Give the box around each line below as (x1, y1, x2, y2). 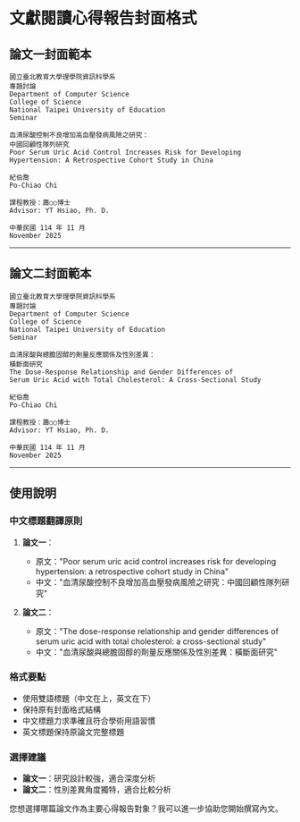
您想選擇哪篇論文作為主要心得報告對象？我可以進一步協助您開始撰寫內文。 (9, 803, 283, 814)
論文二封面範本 (9, 266, 92, 282)
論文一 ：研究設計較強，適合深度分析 (21, 773, 156, 784)
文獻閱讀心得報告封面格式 (9, 8, 198, 29)
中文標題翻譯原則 (9, 515, 83, 528)
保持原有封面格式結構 (21, 704, 101, 715)
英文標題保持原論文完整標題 (21, 726, 125, 737)
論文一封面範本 (9, 47, 92, 62)
